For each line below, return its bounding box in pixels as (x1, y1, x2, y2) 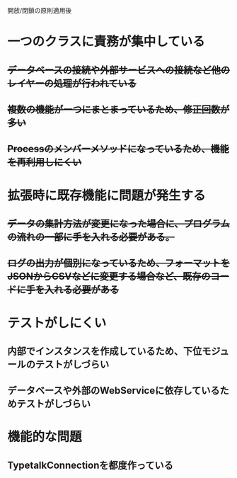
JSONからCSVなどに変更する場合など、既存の (7, 271, 211, 283)
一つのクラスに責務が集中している (7, 34, 205, 50)
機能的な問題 (7, 429, 83, 445)
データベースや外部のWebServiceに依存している (7, 385, 221, 397)
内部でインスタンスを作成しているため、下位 (7, 345, 202, 357)
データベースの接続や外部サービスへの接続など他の (7, 64, 230, 76)
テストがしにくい (7, 314, 107, 331)
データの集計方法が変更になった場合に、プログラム (7, 217, 230, 229)
